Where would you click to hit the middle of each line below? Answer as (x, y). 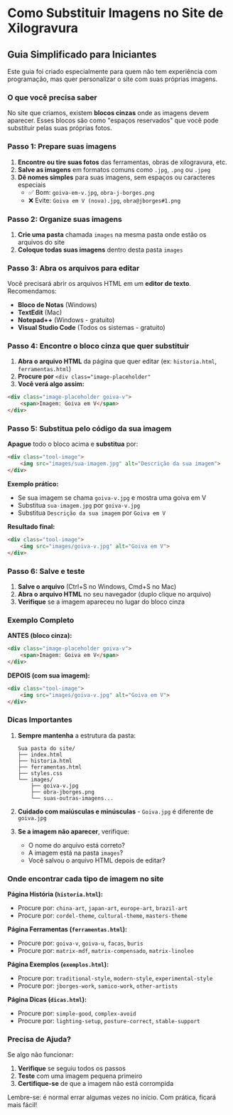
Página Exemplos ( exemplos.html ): (58, 964)
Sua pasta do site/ (47, 748)
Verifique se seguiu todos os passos (72, 1069)
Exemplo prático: (33, 484)
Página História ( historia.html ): (55, 895)
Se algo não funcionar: (40, 1055)
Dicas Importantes (40, 720)
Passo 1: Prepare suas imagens (62, 146)
